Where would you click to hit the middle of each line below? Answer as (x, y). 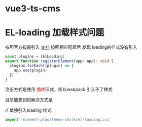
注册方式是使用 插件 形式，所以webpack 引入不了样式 (59, 90)
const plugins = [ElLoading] (35, 57)
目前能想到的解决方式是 (29, 100)
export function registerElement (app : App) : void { (59, 61)
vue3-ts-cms (33, 9)
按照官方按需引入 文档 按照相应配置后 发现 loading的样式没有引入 (71, 47)
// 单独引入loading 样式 (28, 110)
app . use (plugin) (31, 70)
